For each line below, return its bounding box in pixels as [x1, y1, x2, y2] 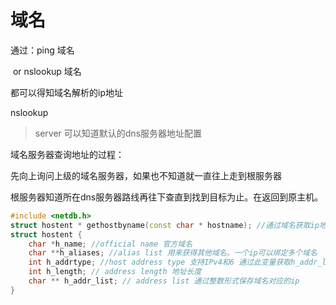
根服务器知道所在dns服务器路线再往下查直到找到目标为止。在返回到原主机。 [10, 191, 324, 203]
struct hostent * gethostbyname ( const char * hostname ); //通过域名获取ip [10, 220, 320, 230]
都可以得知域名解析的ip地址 [10, 86, 123, 98]
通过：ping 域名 [10, 44, 75, 56]
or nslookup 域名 [12, 65, 82, 77]
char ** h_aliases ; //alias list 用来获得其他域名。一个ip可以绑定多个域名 [28, 248, 318, 258]
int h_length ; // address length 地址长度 [28, 267, 202, 277]
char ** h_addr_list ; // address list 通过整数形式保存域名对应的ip [28, 276, 300, 286]
